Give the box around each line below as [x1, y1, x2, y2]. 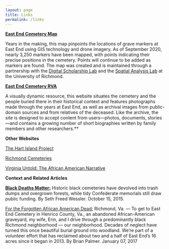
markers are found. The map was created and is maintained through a [5, 62, 152, 69]
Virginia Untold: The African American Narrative [5, 165, 106, 171]
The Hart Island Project [5, 145, 54, 152]
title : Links [5, 12, 33, 17]
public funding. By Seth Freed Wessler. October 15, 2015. [5, 196, 125, 202]
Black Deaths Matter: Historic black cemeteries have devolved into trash [5, 185, 158, 191]
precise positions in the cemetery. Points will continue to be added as [5, 57, 151, 63]
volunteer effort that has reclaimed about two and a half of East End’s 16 [5, 233, 156, 239]
